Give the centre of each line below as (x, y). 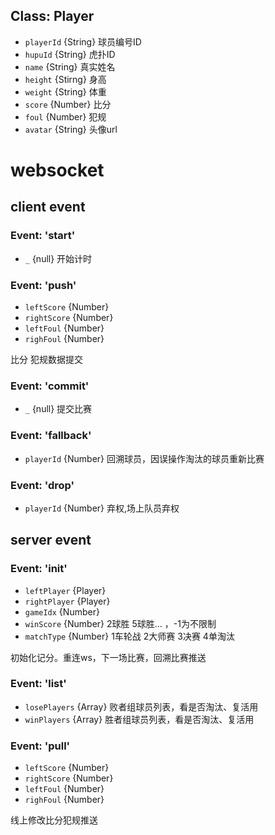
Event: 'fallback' (51, 436)
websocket (57, 170)
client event (48, 207)
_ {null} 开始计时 (58, 258)
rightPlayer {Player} (67, 601)
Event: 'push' (43, 285)
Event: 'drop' (42, 485)
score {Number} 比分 (68, 104)
